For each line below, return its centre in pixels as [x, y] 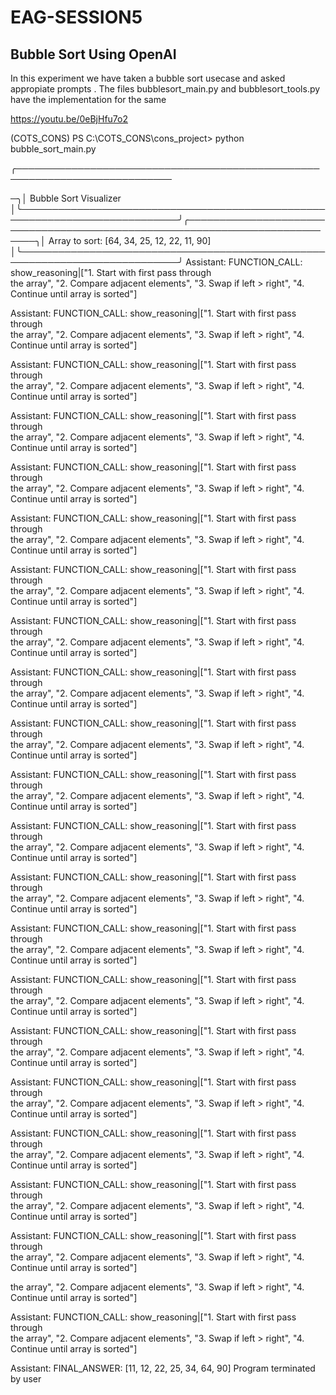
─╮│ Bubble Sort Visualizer [66, 198]
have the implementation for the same [88, 99]
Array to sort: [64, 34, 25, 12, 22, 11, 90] [130, 240]
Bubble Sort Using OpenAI [93, 54]
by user [26, 1379]
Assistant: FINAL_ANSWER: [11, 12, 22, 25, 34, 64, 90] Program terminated [163, 1368]
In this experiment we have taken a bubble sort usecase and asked [148, 78]
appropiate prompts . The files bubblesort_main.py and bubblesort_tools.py [165, 89]
